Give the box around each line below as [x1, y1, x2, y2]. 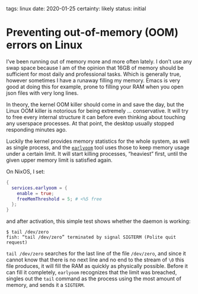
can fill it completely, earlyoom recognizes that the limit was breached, [6, 269, 177, 276]
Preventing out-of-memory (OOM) [6, 26, 179, 39]
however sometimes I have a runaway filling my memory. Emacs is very [6, 76, 181, 84]
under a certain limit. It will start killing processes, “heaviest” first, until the [6, 150, 188, 157]
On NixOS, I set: [6, 168, 46, 175]
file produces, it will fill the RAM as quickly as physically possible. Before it [6, 263, 188, 270]
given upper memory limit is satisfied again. [6, 156, 113, 164]
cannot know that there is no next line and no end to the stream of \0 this [6, 256, 185, 263]
